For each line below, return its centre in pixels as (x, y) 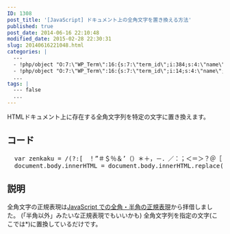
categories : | (27, 52)
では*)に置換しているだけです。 (57, 224)
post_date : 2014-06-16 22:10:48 (53, 33)
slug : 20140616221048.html (46, 45)
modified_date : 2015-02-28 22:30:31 (59, 39)
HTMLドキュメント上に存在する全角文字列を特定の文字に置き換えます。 (108, 117)
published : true (30, 26)
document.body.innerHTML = (59, 166)
